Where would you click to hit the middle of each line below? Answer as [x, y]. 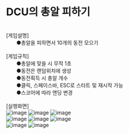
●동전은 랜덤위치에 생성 [44, 70]
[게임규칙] [18, 56]
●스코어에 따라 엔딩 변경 [45, 92]
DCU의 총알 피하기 [48, 12]
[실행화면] [18, 106]
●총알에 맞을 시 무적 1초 [44, 63]
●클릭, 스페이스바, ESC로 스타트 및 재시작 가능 [70, 85]
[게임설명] [18, 35]
